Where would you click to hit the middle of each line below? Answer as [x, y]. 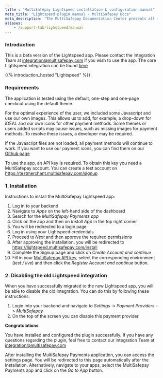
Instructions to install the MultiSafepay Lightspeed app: [60, 197]
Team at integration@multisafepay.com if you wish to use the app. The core [81, 60]
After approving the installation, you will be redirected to [68, 242]
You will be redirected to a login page [49, 227]
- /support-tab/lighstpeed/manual [49, 28]
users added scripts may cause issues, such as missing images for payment [81, 128]
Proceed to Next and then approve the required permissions [72, 237]
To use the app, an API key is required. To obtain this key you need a [73, 163]
